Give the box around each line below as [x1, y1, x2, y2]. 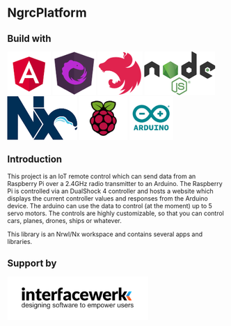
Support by [7, 258, 57, 270]
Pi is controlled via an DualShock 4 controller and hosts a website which [7, 187, 214, 195]
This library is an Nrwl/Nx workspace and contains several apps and [7, 230, 203, 238]
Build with [7, 33, 51, 45]
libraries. [7, 237, 33, 245]
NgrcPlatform [7, 5, 87, 21]
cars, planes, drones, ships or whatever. [7, 216, 122, 224]
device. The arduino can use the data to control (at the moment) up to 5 [7, 201, 212, 210]
